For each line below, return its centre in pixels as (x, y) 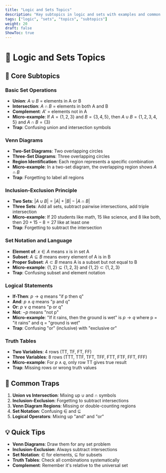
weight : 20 (16, 24)
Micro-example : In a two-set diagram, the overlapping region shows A (84, 167)
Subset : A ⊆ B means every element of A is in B (61, 256)
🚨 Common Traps (32, 383)
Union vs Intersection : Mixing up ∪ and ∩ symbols (64, 395)
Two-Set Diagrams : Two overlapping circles (57, 151)
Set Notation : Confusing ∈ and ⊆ (47, 411)
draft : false (19, 28)
